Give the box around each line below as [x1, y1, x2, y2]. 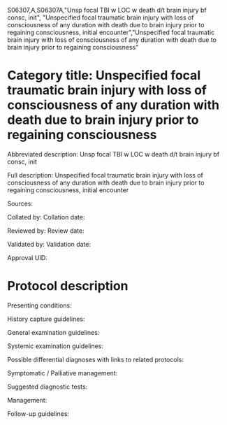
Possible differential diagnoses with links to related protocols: [7, 355, 184, 363]
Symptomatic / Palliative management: [7, 368, 118, 377]
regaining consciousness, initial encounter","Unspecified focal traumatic [7, 28, 215, 36]
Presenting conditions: [7, 301, 72, 310]
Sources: [7, 199, 34, 208]
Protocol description [7, 278, 129, 294]
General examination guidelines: [7, 328, 100, 336]
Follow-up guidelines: [7, 409, 70, 418]
